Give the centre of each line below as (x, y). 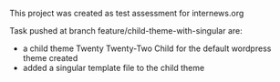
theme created (50, 58)
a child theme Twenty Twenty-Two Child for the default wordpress (147, 48)
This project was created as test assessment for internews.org (127, 13)
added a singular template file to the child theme (114, 68)
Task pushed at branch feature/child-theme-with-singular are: (126, 31)
